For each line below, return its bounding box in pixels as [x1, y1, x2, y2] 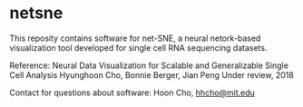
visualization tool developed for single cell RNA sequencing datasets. [9, 42, 268, 53]
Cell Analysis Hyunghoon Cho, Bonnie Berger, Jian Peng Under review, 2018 [9, 69, 295, 80]
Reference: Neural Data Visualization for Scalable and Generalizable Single [9, 60, 288, 71]
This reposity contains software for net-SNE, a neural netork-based [9, 33, 261, 44]
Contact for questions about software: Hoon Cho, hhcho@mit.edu [9, 87, 256, 98]
